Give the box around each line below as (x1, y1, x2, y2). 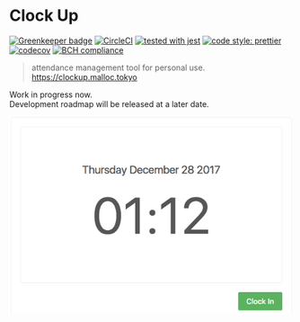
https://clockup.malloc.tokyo (31, 71, 137, 82)
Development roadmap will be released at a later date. (9, 98, 209, 109)
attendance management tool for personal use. (31, 62, 206, 73)
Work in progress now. (9, 89, 93, 100)
